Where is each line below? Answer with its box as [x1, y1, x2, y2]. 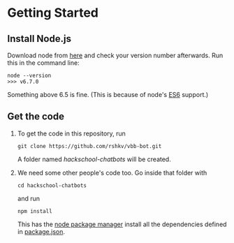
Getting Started [7, 5, 99, 21]
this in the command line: [7, 59, 80, 67]
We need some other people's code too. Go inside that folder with [17, 168, 207, 177]
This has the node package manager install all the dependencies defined [17, 220, 227, 228]
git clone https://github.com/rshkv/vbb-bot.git [17, 142, 162, 149]
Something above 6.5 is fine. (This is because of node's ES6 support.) [7, 91, 209, 98]
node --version [7, 72, 52, 79]
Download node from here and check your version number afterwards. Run [7, 51, 224, 59]
